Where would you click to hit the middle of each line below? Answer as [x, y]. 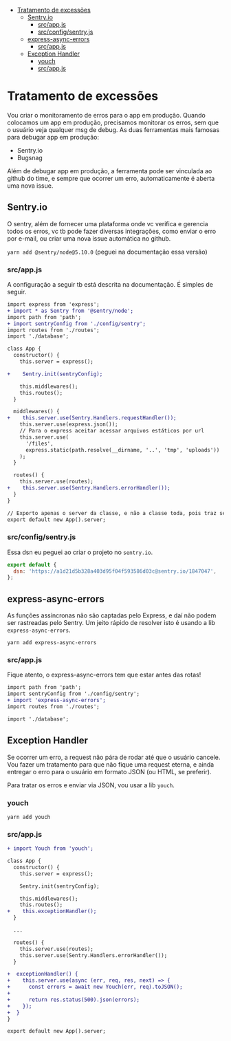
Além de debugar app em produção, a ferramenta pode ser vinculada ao [110, 171]
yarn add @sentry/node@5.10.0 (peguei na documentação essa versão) [107, 252]
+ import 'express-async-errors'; [57, 701]
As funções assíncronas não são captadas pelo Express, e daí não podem [112, 615]
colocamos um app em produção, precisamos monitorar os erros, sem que [113, 122]
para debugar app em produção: [53, 137]
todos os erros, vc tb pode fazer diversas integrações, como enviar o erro [112, 231]
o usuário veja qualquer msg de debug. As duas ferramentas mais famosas [113, 129]
